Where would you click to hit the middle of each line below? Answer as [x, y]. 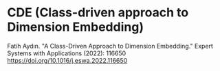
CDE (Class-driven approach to [98, 13]
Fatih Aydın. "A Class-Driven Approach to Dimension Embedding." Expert [110, 46]
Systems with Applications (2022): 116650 [67, 53]
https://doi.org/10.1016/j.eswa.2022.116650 [67, 60]
